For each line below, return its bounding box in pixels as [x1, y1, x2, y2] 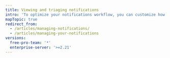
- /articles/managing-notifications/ [10, 26, 90, 31]
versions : [5, 36, 26, 41]
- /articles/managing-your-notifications [10, 31, 99, 36]
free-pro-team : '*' [10, 40, 51, 45]
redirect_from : [5, 21, 38, 27]
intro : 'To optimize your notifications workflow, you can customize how [5, 12, 165, 17]
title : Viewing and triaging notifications [5, 7, 99, 13]
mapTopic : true [5, 17, 38, 22]
